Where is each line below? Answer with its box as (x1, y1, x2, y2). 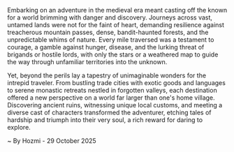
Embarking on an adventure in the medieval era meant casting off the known (7, 6, 228, 14)
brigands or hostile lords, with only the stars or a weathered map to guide (7, 50, 219, 59)
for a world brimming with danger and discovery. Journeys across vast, (7, 13, 213, 22)
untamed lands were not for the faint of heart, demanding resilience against (7, 21, 225, 29)
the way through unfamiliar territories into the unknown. (7, 58, 168, 66)
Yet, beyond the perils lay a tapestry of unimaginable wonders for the (7, 71, 207, 79)
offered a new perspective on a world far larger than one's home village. (7, 93, 215, 102)
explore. (7, 123, 31, 131)
